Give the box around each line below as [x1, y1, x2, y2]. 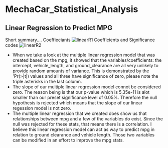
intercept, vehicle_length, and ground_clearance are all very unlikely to [12, 63, 159, 68]
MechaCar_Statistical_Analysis [5, 4, 138, 15]
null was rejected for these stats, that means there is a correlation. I [12, 121, 152, 127]
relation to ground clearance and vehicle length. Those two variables [12, 132, 154, 137]
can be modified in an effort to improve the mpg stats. [12, 137, 124, 143]
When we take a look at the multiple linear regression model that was [12, 52, 155, 58]
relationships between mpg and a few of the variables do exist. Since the [12, 116, 163, 121]
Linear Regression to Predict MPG [5, 24, 113, 32]
